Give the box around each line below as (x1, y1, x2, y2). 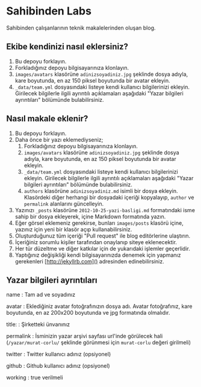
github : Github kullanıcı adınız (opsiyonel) (6, 362, 110, 370)
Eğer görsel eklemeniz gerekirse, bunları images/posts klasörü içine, (14, 219, 184, 227)
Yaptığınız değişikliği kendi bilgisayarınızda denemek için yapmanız (14, 251, 181, 259)
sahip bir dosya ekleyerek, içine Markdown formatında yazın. (14, 213, 166, 220)
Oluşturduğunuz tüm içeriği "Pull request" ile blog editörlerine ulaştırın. (14, 232, 191, 239)
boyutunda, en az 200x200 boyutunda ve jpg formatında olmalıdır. (6, 309, 170, 316)
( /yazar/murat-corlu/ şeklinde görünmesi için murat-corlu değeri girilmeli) (6, 339, 191, 346)
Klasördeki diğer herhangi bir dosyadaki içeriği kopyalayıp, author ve (23, 193, 194, 201)
